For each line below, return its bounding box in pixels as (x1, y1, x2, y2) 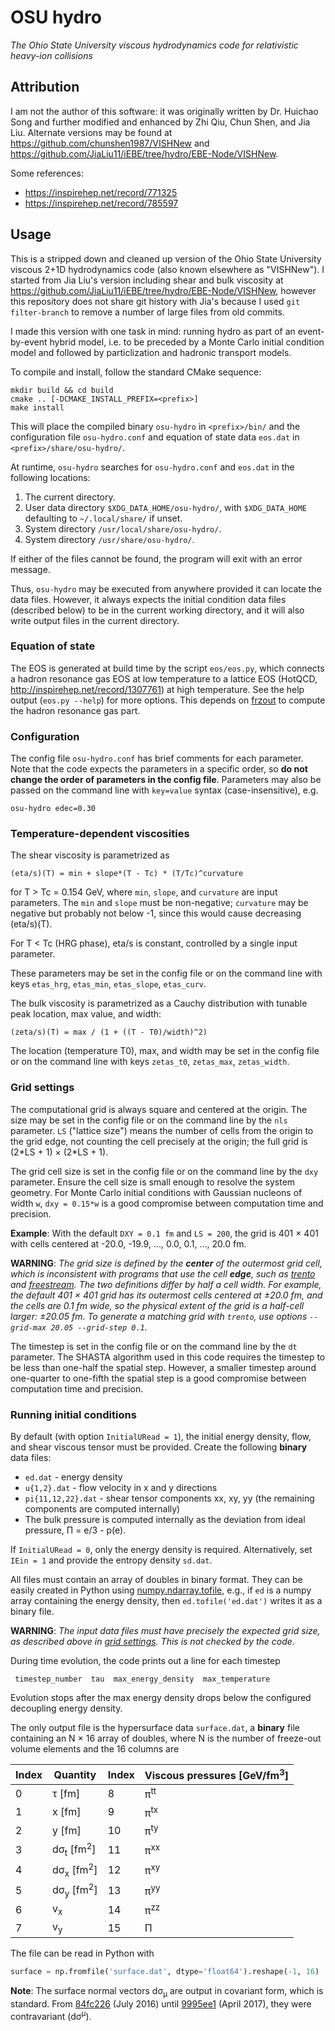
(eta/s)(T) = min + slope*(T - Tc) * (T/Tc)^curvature (10, 869, 244, 879)
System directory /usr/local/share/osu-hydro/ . (24, 522, 222, 535)
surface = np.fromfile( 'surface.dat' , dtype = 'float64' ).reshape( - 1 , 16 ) (10, 1967, 320, 1977)
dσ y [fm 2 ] (52, 1881, 98, 1899)
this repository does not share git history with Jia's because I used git (10, 295, 301, 307)
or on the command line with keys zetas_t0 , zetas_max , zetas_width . (10, 1056, 290, 1068)
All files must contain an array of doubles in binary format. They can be (10, 1574, 303, 1586)
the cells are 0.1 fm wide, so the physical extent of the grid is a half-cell (10, 1299, 305, 1311)
